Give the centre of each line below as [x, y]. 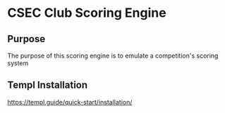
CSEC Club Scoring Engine [87, 13]
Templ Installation [48, 85]
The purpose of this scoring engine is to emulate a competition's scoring [113, 55]
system [18, 63]
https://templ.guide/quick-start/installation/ [70, 102]
